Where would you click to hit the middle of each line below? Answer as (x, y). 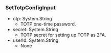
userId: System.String (36, 40)
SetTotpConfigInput (30, 8)
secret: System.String (36, 30)
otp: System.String (32, 19)
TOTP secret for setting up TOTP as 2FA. (63, 35)
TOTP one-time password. (48, 24)
